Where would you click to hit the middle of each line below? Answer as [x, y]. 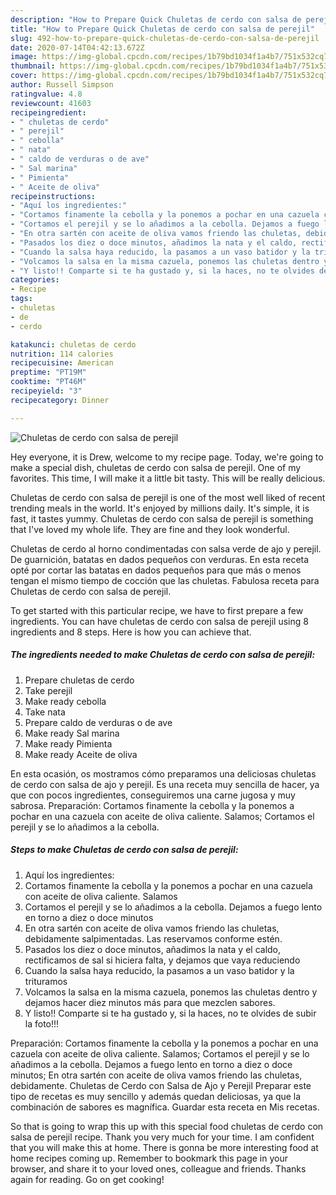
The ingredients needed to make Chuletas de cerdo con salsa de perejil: [163, 655]
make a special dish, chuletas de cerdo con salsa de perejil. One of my [156, 467]
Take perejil [48, 690]
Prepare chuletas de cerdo [79, 680]
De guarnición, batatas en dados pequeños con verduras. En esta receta [160, 559]
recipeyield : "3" [46, 391]
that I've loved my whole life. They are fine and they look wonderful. [150, 529]
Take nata [45, 712]
